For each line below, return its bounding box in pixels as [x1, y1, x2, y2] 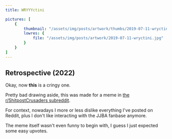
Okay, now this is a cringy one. [5, 82, 71, 88]
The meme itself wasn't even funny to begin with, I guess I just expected [5, 123, 158, 129]
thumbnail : [24, 26, 47, 31]
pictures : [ [5, 16, 31, 22]
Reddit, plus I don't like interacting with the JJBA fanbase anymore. [5, 113, 147, 119]
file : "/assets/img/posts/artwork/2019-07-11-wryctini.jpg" [32, 36, 164, 41]
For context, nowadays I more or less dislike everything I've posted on [5, 107, 153, 114]
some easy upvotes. [5, 128, 48, 134]
